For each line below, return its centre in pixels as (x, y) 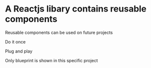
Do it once (15, 41)
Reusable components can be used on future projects (59, 32)
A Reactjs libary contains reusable (76, 9)
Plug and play (19, 51)
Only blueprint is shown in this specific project (52, 60)
